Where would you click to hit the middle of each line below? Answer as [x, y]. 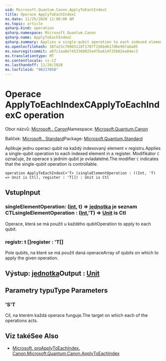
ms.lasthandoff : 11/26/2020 [34, 65]
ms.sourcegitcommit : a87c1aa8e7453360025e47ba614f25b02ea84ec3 [72, 51]
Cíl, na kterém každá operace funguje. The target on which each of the [77, 315]
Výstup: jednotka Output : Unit [52, 273]
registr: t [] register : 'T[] [34, 242]
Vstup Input [23, 193]
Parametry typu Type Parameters [56, 290]
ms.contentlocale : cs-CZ [31, 60]
